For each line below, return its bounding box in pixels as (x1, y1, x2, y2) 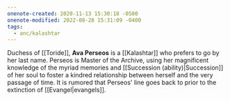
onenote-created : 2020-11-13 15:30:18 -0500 (7, 10, 138, 17)
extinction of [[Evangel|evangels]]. (7, 86, 106, 94)
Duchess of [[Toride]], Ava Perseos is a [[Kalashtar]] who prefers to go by (7, 49, 220, 57)
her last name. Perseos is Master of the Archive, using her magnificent (7, 56, 209, 65)
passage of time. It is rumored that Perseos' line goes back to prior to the (7, 78, 217, 87)
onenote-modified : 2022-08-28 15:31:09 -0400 (7, 17, 141, 24)
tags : (7, 23, 23, 30)
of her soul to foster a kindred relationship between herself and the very (7, 71, 213, 79)
